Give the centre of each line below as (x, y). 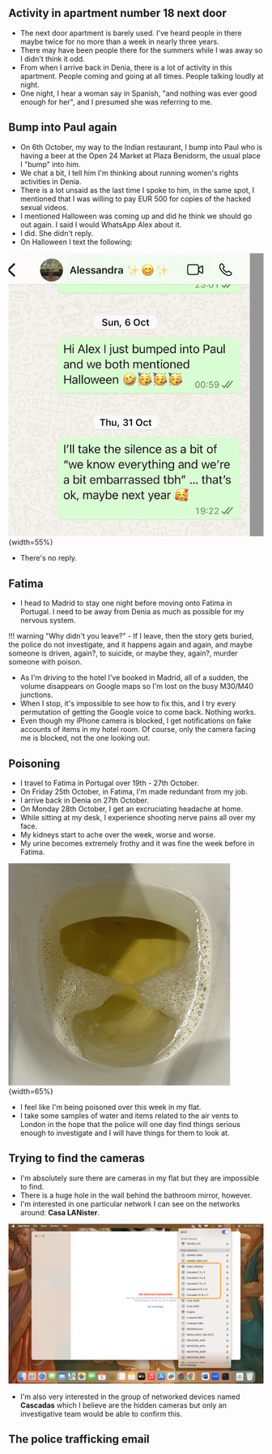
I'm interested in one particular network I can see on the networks (130, 1203)
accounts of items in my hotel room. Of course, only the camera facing (138, 729)
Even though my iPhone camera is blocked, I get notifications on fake (136, 721)
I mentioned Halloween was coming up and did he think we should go (136, 216)
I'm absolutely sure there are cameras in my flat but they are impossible (139, 1178)
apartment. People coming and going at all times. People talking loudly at (142, 75)
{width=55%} (31, 542)
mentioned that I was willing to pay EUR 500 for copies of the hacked (135, 199)
